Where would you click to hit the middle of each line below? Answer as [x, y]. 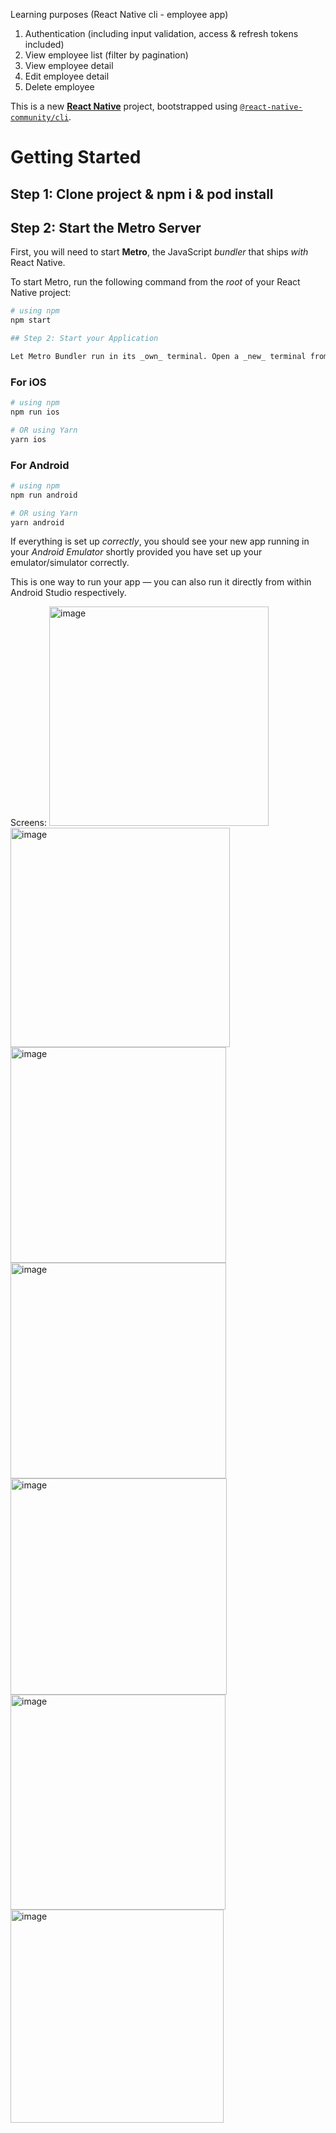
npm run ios [35, 412]
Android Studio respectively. [68, 593]
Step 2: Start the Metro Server [106, 227]
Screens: [29, 823]
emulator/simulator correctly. [70, 563]
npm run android [44, 495]
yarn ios [28, 439]
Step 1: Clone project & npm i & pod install [142, 194]
